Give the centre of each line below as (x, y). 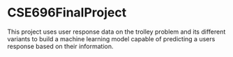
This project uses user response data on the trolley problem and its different (116, 32)
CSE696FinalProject (67, 13)
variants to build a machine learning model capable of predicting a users (111, 38)
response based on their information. (60, 46)
